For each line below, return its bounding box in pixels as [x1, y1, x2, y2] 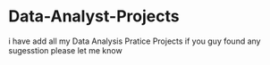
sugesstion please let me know [8, 45, 122, 55]
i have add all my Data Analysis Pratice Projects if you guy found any [8, 36, 261, 46]
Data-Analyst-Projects [8, 6, 180, 27]
